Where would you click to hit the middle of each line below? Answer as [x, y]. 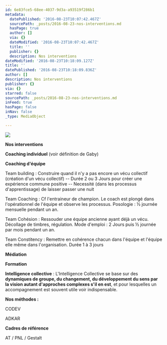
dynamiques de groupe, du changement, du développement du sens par [82, 279]
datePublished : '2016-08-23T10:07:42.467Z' [55, 19]
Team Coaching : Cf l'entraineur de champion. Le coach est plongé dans [80, 199]
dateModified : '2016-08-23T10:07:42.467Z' [54, 42]
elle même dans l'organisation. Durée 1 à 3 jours [54, 244]
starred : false [21, 93]
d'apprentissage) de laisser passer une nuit [50, 189]
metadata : [15, 14]
